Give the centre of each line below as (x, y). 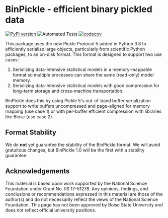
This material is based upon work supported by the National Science (76, 183)
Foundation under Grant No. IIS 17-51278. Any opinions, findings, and (77, 189)
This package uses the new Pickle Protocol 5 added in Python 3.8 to (76, 43)
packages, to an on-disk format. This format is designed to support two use (83, 54)
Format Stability (31, 133)
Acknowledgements (37, 171)
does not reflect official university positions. (51, 210)
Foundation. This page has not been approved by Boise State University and (84, 204)
